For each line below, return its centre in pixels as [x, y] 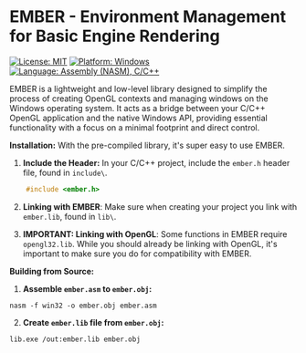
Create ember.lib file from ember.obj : [93, 322]
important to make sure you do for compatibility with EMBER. [137, 254]
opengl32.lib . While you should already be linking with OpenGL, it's [150, 244]
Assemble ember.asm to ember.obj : [87, 288]
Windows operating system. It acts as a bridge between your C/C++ [137, 108]
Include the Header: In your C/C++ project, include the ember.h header [156, 162]
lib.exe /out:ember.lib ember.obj [75, 339]
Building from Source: [52, 271]
